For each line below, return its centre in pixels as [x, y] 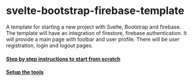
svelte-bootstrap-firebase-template [95, 11]
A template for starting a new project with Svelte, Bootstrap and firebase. [94, 27]
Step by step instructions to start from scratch [63, 59]
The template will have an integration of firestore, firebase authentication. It [96, 33]
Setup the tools [25, 72]
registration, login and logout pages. [50, 45]
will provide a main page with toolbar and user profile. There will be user [93, 39]
